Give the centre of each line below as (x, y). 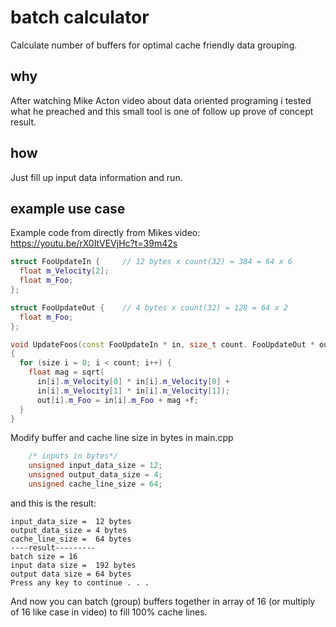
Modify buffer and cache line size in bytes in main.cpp (122, 438)
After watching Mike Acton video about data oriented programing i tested (161, 100)
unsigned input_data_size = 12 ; (95, 466)
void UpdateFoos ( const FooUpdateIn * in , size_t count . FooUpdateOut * (162, 344)
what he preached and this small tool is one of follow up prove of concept (162, 111)
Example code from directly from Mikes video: (105, 233)
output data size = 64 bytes (71, 574)
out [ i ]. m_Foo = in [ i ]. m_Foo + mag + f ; (117, 400)
